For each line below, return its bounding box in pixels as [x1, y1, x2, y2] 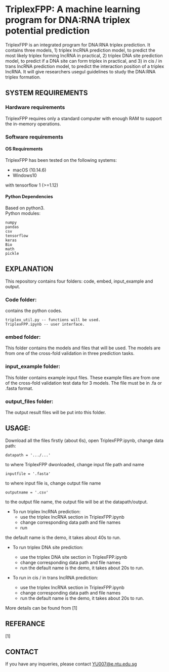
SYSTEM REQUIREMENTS [5, 88, 88, 97]
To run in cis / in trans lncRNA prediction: [12, 574, 99, 580]
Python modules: [5, 210, 40, 216]
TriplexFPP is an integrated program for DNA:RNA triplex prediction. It [5, 41, 150, 48]
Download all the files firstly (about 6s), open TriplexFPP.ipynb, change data [5, 437, 164, 443]
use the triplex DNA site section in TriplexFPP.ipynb [20, 554, 128, 560]
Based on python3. [5, 205, 45, 211]
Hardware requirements [5, 104, 65, 111]
